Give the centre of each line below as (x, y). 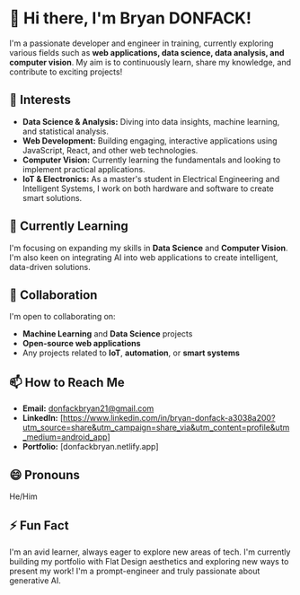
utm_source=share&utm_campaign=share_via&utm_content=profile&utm (156, 428)
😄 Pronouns (45, 475)
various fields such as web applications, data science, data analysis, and (147, 52)
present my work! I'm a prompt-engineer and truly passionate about (135, 571)
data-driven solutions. (50, 267)
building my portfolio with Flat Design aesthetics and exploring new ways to (149, 561)
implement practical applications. (84, 169)
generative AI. (35, 580)
